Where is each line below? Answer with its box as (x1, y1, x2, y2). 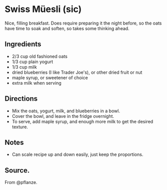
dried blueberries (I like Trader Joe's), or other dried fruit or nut (11, 69, 142, 75)
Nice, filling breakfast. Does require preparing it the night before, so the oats (4, 20, 162, 26)
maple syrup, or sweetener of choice (11, 74, 88, 81)
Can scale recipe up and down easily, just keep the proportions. (11, 151, 143, 157)
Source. (4, 166, 30, 174)
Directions (4, 94, 38, 103)
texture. (11, 124, 28, 130)
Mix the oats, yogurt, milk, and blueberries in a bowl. (11, 108, 120, 114)
